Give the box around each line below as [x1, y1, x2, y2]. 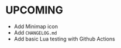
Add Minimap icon [13, 23, 58, 30]
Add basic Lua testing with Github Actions [13, 35, 115, 42]
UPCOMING [5, 4, 64, 17]
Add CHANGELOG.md [13, 29, 57, 36]
